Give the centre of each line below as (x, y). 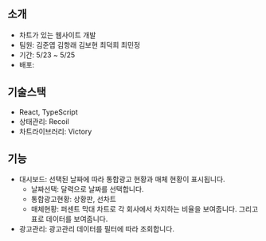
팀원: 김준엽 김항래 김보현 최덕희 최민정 (80, 45)
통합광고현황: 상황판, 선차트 (74, 199)
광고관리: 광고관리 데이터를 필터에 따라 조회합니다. (96, 229)
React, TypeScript (49, 112)
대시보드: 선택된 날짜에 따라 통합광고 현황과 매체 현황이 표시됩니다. (122, 179)
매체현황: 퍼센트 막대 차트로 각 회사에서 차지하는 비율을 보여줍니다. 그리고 (145, 209)
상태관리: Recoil (44, 121)
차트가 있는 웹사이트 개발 (57, 35)
